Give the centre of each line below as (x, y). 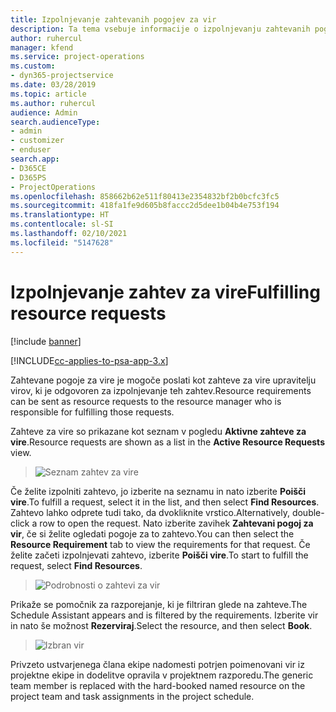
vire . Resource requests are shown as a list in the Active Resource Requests (167, 442)
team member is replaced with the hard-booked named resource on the (158, 685)
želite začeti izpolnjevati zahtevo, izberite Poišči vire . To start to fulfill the (159, 555)
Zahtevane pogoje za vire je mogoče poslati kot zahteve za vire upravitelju (163, 380)
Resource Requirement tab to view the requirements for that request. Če (160, 544)
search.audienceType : (55, 122)
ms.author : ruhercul (53, 103)
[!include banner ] (46, 341)
